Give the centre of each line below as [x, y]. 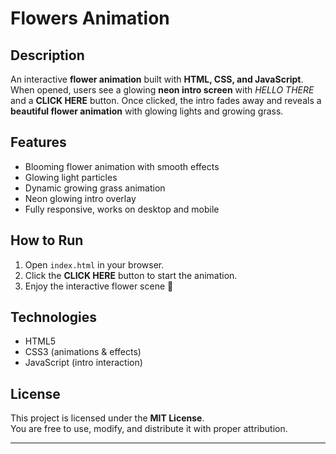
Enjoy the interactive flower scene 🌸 [99, 286]
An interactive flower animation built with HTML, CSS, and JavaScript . [157, 79]
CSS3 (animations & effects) [83, 352]
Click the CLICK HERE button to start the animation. [131, 275]
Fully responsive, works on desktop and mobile [122, 209]
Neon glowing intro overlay [80, 198]
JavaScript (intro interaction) [83, 363]
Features [38, 142]
